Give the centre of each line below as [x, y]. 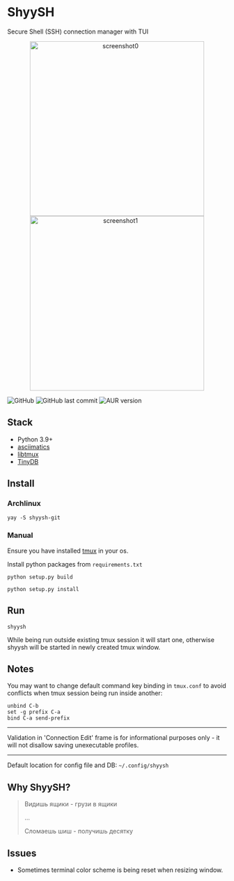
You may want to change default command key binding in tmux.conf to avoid [117, 686]
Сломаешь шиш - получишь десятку [79, 831]
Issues [22, 853]
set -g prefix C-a [34, 712]
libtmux [28, 454]
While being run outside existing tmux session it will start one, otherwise [111, 639]
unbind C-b [23, 706]
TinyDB [28, 461]
